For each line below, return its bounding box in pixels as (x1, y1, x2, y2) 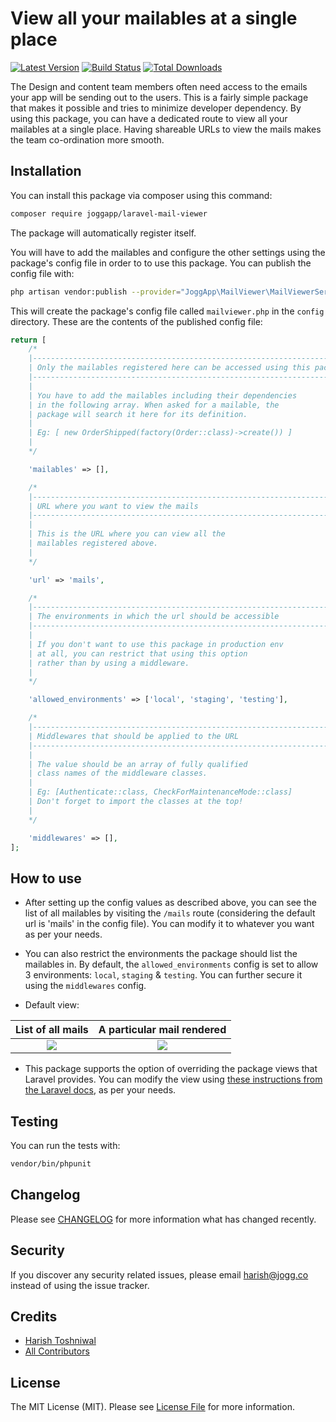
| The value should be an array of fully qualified (28, 759, 248, 769)
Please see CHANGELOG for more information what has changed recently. (10, 1213, 317, 1225)
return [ (10, 335, 47, 345)
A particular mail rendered (98, 1023, 227, 1037)
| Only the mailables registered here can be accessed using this (28, 363, 311, 373)
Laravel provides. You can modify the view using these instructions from (24, 1073, 323, 1086)
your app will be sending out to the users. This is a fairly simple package (10, 91, 309, 103)
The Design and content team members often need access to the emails (10, 80, 308, 92)
